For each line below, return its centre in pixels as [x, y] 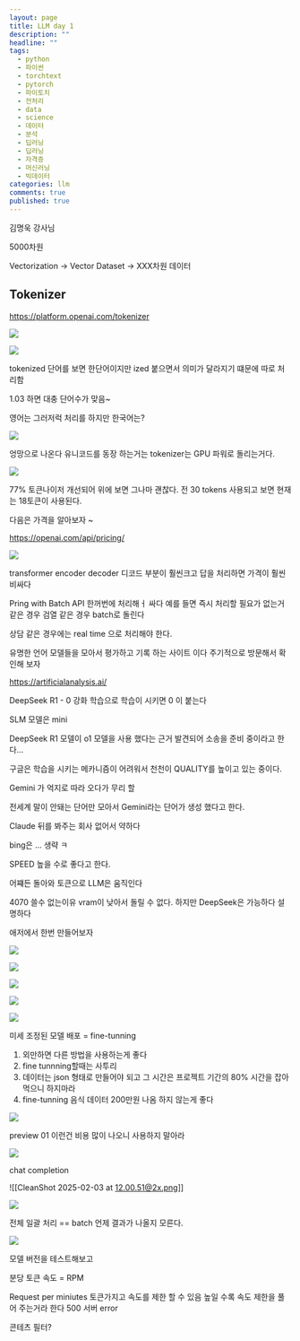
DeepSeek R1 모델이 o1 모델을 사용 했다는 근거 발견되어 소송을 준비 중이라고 [142, 738]
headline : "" [34, 43]
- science [35, 118]
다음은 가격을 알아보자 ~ [51, 519]
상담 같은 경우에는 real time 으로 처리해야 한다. [91, 633]
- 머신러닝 [34, 168]
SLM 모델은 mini [39, 719]
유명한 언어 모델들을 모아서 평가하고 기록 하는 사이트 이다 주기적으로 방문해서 [143, 652]
